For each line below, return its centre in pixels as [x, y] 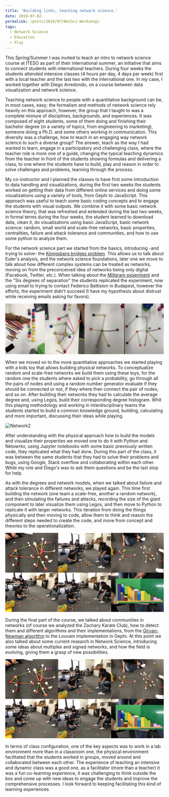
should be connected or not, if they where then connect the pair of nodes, [82, 389]
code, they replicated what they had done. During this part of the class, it [81, 452]
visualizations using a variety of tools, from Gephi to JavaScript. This [76, 195]
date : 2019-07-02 [23, 16]
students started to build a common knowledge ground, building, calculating [84, 411]
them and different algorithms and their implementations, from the [73, 631]
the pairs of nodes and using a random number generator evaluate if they [81, 384]
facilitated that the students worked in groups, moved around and [73, 757]
